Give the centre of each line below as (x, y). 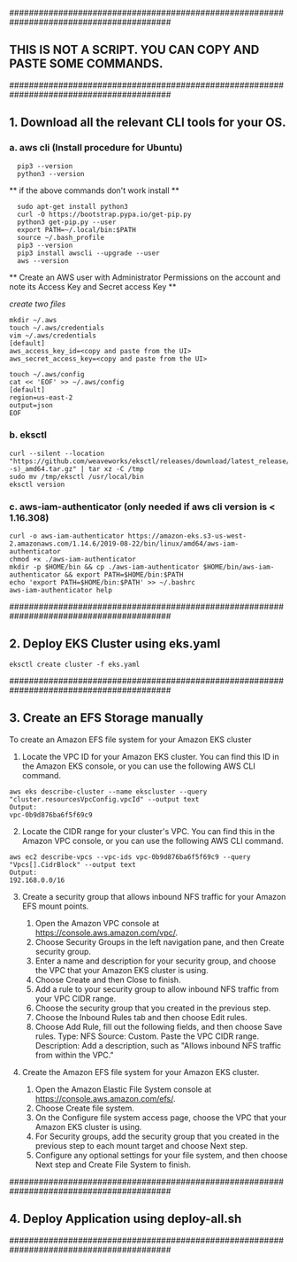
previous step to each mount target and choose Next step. (141, 1145)
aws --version (43, 260)
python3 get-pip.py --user (67, 222)
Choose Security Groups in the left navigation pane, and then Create (160, 941)
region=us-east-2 (41, 398)
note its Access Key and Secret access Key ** (93, 286)
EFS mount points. (55, 906)
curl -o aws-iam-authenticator (67, 536)
